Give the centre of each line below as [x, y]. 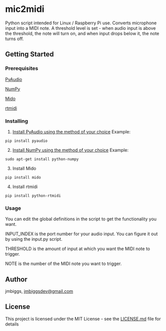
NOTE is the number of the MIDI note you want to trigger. [63, 264]
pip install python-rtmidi [33, 196]
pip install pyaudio [27, 141]
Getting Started [30, 54]
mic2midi [25, 9]
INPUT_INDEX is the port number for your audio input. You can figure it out [82, 234]
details [12, 324]
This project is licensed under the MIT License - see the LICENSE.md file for [83, 319]
